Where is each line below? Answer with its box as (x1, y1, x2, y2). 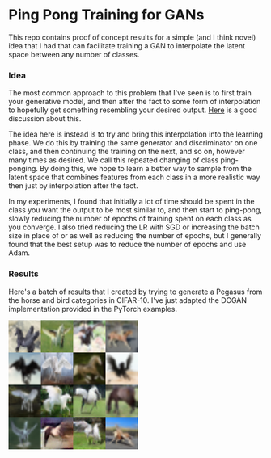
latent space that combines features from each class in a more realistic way (8, 172, 260, 183)
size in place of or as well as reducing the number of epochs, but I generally (8, 231, 261, 241)
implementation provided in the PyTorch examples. (8, 304, 178, 313)
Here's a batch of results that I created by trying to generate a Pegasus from (8, 287, 263, 296)
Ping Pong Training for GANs (8, 6, 205, 24)
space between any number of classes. (8, 49, 140, 59)
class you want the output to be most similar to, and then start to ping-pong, (8, 205, 263, 215)
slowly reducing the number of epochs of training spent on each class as (8, 214, 252, 224)
